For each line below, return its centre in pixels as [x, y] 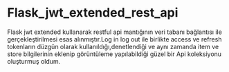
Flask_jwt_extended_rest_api [93, 13]
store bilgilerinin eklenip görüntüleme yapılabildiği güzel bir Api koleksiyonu [114, 54]
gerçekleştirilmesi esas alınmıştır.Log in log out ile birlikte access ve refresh [114, 39]
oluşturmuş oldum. [34, 61]
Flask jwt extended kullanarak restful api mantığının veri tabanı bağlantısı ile [115, 32]
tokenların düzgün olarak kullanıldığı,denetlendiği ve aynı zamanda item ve [113, 46]
